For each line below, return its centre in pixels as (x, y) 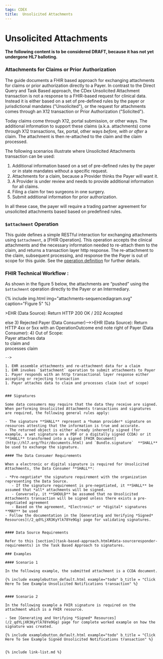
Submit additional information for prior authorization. (65, 197)
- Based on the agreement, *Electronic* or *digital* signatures (79, 507)
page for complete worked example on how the (109, 622)
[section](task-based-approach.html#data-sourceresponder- (97, 541)
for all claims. (26, 186)
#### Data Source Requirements (37, 533)
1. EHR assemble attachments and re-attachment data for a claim (72, 366)
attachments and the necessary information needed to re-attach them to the (81, 245)
